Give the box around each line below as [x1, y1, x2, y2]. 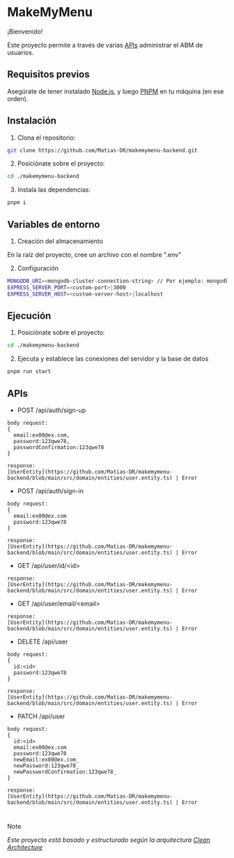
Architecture [7, 843, 43, 852]
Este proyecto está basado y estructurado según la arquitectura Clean [7, 836, 210, 844]
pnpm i [7, 199, 26, 206]
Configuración [17, 264, 59, 272]
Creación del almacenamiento [17, 237, 103, 245]
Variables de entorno [7, 218, 100, 231]
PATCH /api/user [17, 712, 65, 720]
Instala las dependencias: [17, 186, 91, 194]
